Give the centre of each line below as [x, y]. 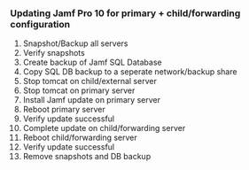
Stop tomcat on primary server [79, 90]
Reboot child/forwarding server [80, 138]
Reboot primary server [64, 110]
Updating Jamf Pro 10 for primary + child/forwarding [125, 13]
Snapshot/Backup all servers [75, 43]
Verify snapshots [54, 53]
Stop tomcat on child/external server [90, 81]
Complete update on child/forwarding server [104, 128]
